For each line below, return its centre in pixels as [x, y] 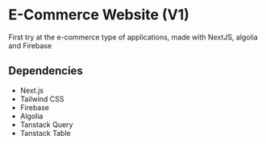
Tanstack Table [45, 133]
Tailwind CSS [42, 99]
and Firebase [30, 45]
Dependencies [46, 71]
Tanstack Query [46, 124]
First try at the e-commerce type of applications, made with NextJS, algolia [133, 37]
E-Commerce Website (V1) [99, 15]
